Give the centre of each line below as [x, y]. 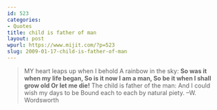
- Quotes [20, 26]
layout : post [26, 39]
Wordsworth [42, 100]
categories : [24, 20]
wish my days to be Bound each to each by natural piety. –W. [110, 92]
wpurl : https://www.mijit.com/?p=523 [61, 45]
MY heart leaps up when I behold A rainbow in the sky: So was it [115, 71]
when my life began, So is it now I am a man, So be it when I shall [117, 78]
